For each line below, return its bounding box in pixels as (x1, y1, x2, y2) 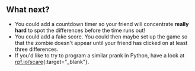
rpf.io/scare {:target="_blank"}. (14, 58, 89, 65)
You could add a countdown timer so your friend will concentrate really (14, 20, 189, 27)
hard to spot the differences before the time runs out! (14, 27, 145, 34)
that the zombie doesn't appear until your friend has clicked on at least (14, 39, 188, 46)
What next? (6, 5, 50, 15)
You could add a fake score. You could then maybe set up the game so (14, 33, 188, 40)
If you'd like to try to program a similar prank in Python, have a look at (14, 51, 185, 59)
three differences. (14, 46, 59, 53)
